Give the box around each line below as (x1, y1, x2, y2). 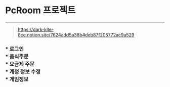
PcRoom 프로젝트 (5, 5, 76, 16)
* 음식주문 (5, 53, 29, 60)
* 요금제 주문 (5, 60, 35, 67)
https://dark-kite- (17, 26, 54, 32)
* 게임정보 (5, 75, 29, 82)
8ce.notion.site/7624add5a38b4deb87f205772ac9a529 (17, 31, 135, 38)
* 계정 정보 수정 (5, 68, 41, 75)
